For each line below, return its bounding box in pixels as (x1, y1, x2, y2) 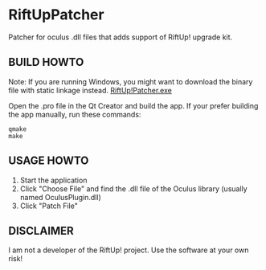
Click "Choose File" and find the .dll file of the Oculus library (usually (19, 183, 248, 194)
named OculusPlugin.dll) (19, 192, 102, 202)
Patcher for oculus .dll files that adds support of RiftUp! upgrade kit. (8, 32, 233, 42)
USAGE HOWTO (8, 154, 89, 168)
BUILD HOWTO (8, 55, 84, 69)
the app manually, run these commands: (8, 109, 141, 119)
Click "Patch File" (19, 201, 78, 211)
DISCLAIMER (8, 223, 74, 238)
